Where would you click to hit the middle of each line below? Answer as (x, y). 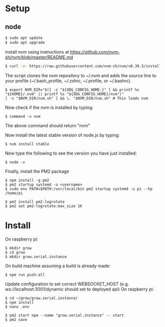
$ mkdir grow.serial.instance (36, 257)
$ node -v (15, 162)
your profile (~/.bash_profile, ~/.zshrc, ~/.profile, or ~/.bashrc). (68, 81)
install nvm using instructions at (37, 52)
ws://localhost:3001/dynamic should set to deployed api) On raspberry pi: (80, 289)
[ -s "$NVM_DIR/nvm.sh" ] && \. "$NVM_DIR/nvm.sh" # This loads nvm (77, 98)
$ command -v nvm (23, 116)
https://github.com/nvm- (95, 52)
